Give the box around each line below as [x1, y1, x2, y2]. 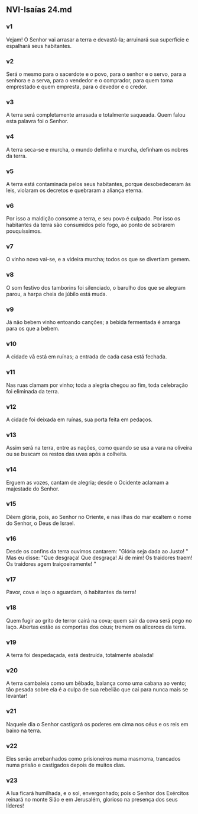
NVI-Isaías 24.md [6, 5, 72, 15]
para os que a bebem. [6, 325, 60, 332]
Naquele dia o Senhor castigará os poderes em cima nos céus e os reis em [6, 720, 189, 728]
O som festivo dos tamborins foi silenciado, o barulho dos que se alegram [6, 284, 186, 291]
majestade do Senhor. [6, 485, 60, 492]
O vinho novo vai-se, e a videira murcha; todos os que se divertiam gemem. [6, 256, 191, 263]
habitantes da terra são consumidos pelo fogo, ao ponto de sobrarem [6, 222, 176, 229]
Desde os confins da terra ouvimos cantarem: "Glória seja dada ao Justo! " [6, 548, 189, 555]
